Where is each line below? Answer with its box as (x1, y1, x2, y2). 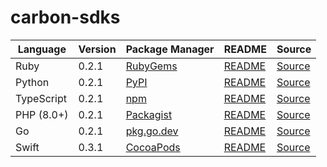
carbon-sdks (10, 6, 121, 29)
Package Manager (125, 42, 215, 56)
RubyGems (125, 59, 178, 73)
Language (17, 42, 67, 56)
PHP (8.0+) (15, 107, 69, 121)
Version (78, 42, 117, 56)
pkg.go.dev (125, 124, 179, 138)
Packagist (125, 107, 173, 121)
